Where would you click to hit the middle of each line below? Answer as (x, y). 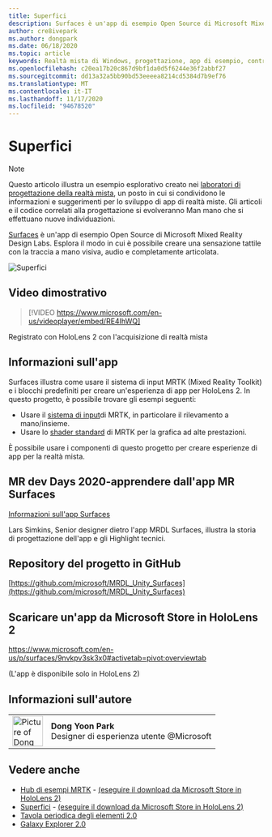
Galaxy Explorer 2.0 (53, 824)
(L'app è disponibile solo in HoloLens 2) (74, 674)
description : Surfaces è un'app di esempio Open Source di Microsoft (128, 23)
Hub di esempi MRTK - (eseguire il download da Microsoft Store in (131, 789)
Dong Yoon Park (83, 726)
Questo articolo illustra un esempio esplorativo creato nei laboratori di (125, 185)
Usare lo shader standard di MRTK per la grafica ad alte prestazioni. (133, 432)
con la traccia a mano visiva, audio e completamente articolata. (114, 252)
